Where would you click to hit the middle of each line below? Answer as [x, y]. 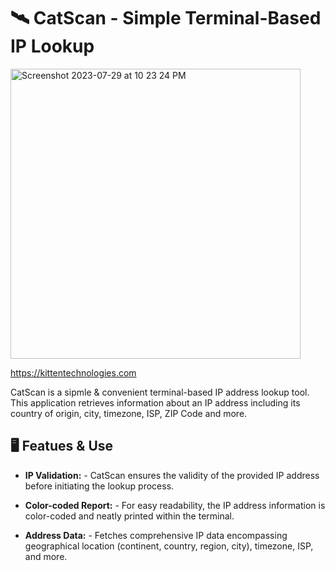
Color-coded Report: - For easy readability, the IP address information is [175, 505]
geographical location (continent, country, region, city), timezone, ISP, [169, 546]
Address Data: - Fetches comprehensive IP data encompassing [156, 535]
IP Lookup [52, 46]
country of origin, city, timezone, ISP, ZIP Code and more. [129, 413]
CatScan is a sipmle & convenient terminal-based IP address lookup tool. [160, 392]
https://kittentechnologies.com [73, 372]
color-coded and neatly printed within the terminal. [129, 516]
